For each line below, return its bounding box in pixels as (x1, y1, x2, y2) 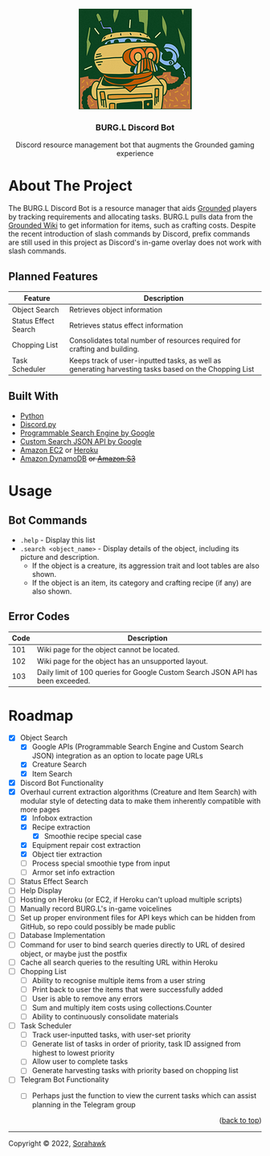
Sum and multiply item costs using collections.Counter (31, 1002, 213, 1012)
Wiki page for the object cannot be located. (37, 645, 180, 655)
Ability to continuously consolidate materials (31, 1011, 179, 1021)
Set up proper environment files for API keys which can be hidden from (19, 913, 256, 923)
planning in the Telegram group (31, 1100, 137, 1109)
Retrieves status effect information (69, 320, 183, 330)
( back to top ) (219, 1116, 262, 1125)
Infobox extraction (31, 812, 93, 823)
